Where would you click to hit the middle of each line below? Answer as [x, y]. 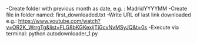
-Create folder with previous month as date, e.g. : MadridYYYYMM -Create [97, 9]
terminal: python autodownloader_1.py [52, 34]
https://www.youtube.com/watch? [59, 21]
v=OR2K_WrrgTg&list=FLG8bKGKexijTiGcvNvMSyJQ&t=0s [77, 27]
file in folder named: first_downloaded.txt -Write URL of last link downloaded [98, 15]
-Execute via [164, 27]
